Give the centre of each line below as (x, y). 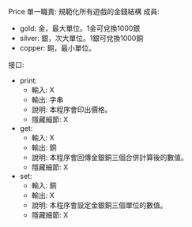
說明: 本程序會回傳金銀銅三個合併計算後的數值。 (109, 157)
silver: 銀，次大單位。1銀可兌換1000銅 (81, 38)
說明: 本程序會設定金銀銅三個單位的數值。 (99, 205)
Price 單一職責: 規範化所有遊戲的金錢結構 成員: (84, 11)
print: (28, 80)
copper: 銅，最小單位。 (58, 48)
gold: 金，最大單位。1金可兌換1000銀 (80, 28)
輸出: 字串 (47, 100)
